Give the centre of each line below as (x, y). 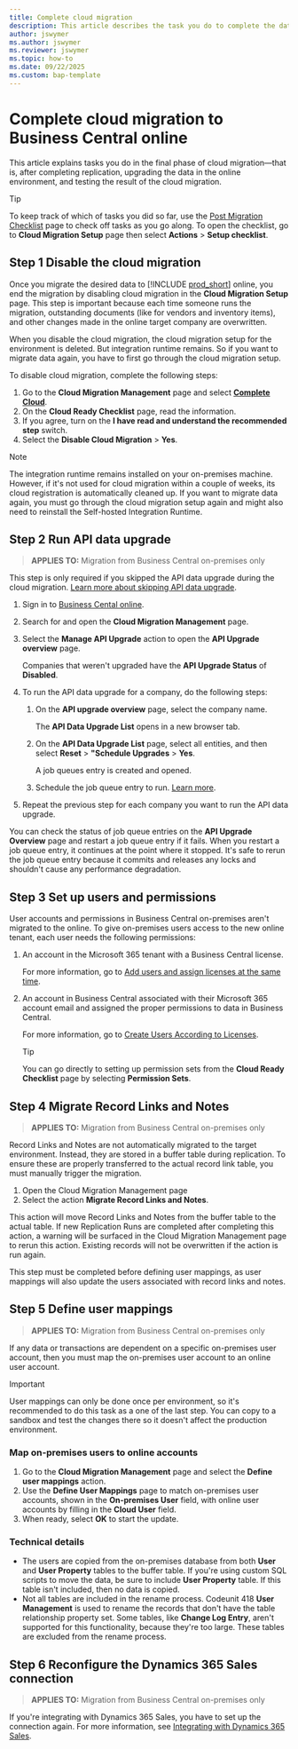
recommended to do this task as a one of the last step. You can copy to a (143, 1410)
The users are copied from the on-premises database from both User (149, 1561)
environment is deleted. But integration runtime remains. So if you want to (144, 348)
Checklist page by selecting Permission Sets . (106, 1079)
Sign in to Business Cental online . (83, 605)
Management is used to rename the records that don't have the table (149, 1609)
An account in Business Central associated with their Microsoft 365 (145, 999)
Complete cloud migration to (116, 119)
